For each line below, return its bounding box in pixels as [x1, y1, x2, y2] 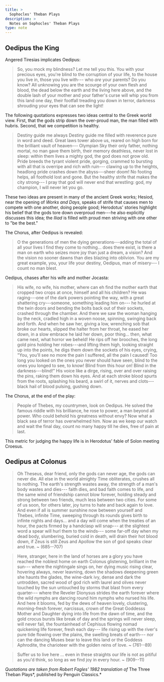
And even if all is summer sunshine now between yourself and [17, 507, 143, 513]
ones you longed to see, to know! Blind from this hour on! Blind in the [17, 362, 157, 369]
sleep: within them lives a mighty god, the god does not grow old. [17, 153, 149, 159]
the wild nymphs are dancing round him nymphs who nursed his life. [17, 595, 155, 601]
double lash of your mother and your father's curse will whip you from [17, 92, 158, 98]
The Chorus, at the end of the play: [5, 393, 76, 398]
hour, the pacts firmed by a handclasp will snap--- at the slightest [17, 523, 150, 529]
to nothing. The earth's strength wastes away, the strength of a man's [17, 481, 158, 487]
